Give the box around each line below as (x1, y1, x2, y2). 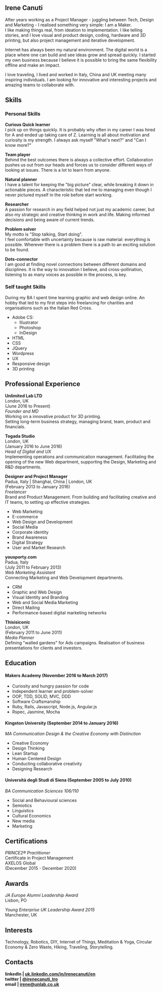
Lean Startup (12, 751, 38, 756)
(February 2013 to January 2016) (5, 483, 71, 489)
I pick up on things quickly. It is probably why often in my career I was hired (5, 127, 156, 132)
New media (12, 818, 35, 824)
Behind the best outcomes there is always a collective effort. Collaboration (5, 157, 153, 162)
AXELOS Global (5, 860, 36, 866)
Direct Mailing (12, 605, 40, 610)
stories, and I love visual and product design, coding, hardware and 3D (5, 32, 146, 38)
